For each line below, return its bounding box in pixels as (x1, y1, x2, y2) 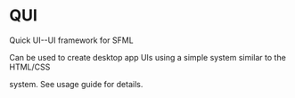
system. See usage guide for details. (9, 78, 143, 89)
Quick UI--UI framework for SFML (9, 35, 134, 45)
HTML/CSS (9, 61, 51, 72)
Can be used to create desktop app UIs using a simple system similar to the (9, 52, 287, 62)
